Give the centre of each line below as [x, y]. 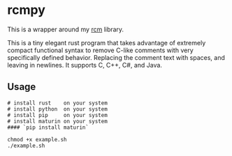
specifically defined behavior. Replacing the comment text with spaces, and [116, 57]
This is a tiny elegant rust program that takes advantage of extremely [107, 42]
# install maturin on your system [58, 121]
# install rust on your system [58, 103]
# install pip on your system [58, 115]
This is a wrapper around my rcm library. [66, 29]
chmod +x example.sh [37, 139]
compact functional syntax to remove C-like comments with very [100, 50]
